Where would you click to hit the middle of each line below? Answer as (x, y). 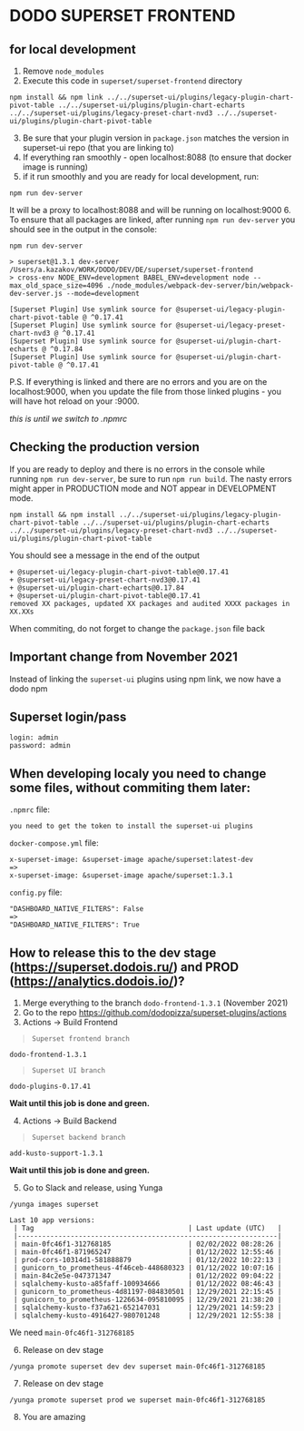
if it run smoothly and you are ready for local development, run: (141, 176)
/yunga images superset (54, 1205)
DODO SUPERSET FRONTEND (123, 16)
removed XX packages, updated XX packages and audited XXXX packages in (150, 603)
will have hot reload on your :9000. (74, 401)
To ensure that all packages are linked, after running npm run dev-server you (152, 220)
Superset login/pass (68, 717)
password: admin (40, 746)
